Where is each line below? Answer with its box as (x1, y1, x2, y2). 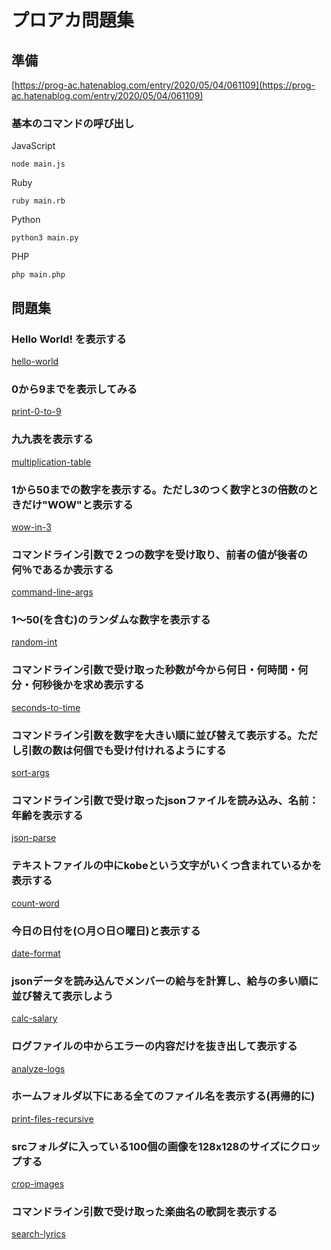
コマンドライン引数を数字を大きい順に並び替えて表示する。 (11, 728, 298, 742)
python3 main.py (11, 233, 79, 243)
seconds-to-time (11, 701, 81, 713)
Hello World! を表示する (11, 332, 127, 346)
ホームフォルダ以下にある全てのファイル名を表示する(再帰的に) (11, 1089, 316, 1103)
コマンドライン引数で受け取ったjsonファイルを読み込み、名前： (11, 793, 319, 807)
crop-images (11, 1178, 65, 1190)
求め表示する (82, 678, 145, 692)
